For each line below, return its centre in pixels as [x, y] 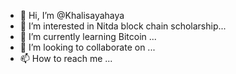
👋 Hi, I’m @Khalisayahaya [72, 15]
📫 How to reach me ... [66, 58]
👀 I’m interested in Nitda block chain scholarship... [123, 26]
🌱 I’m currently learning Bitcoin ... [88, 36]
